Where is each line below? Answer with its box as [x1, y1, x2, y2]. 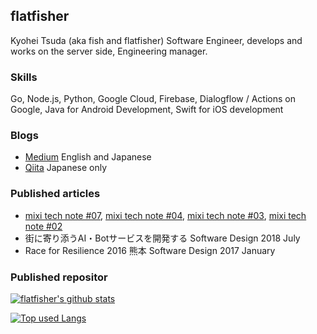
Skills [10, 70, 38, 84]
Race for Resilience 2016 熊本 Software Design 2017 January [24, 244, 276, 256]
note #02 [24, 220, 63, 232]
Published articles [10, 187, 101, 201]
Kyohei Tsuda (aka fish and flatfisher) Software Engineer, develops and [10, 34, 303, 46]
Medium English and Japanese [24, 151, 152, 163]
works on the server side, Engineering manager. [10, 45, 208, 57]
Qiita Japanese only [24, 162, 108, 174]
